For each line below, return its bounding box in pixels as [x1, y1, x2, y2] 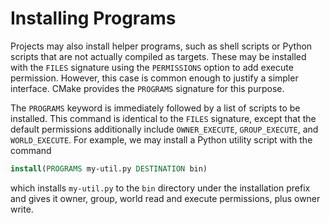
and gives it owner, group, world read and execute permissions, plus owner [10, 192, 321, 204]
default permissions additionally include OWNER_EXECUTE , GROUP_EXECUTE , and [10, 123, 319, 135]
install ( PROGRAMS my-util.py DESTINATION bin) [10, 163, 208, 174]
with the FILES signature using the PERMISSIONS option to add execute [10, 61, 294, 73]
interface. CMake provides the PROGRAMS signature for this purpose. [10, 82, 285, 94]
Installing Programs [10, 7, 177, 30]
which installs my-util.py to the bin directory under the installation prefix [10, 182, 311, 194]
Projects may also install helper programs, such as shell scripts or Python [10, 40, 313, 52]
